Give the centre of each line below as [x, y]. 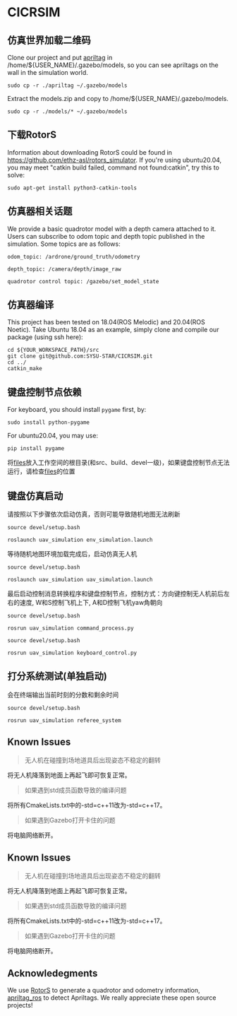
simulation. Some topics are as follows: [64, 244]
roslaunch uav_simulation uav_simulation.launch [80, 580]
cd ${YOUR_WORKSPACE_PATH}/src [53, 350]
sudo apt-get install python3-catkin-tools [72, 188]
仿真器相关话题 [40, 212]
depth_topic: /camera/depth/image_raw [64, 269]
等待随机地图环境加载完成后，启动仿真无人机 [72, 554]
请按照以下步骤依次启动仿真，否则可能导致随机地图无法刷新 [94, 514]
